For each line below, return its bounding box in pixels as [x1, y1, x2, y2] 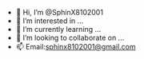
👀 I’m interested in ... [15, 16, 84, 26]
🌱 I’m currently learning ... [15, 25, 102, 33]
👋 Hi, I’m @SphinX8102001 [15, 8, 104, 17]
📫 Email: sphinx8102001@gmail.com [15, 42, 136, 51]
